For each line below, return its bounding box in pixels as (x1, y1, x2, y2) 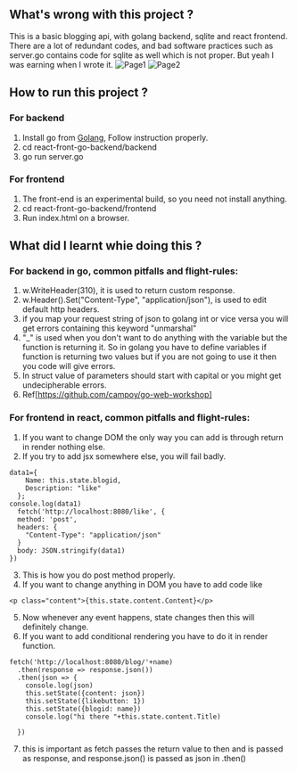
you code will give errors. (21, 361, 116, 372)
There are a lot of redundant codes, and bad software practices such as (9, 40, 274, 51)
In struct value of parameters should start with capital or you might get (21, 370, 282, 382)
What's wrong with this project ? (9, 7, 194, 22)
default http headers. (21, 304, 100, 315)
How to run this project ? (9, 85, 149, 101)
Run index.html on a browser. (21, 212, 130, 223)
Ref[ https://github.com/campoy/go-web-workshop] (21, 390, 212, 400)
